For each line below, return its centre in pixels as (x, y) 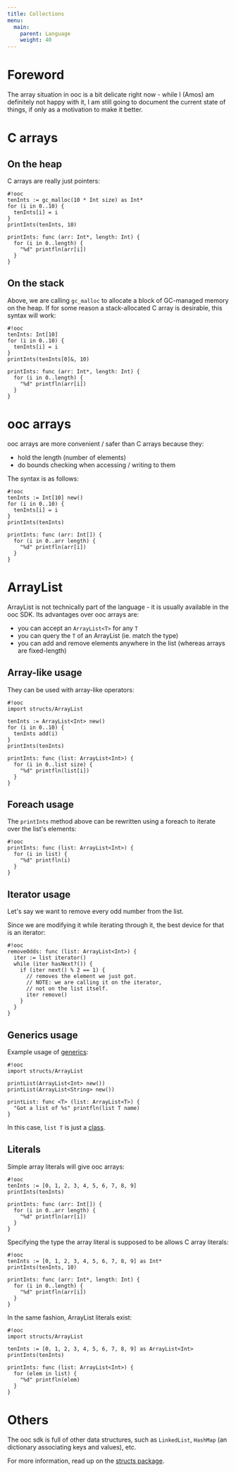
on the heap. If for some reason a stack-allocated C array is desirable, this (115, 308)
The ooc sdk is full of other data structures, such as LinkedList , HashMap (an (117, 1440)
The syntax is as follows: (43, 478)
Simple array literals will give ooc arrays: (66, 1166)
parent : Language (45, 34)
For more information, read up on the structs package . (86, 1461)
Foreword (36, 75)
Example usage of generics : (48, 1052)
